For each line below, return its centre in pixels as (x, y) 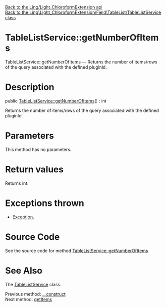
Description (30, 87)
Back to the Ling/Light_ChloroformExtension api (54, 7)
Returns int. (17, 183)
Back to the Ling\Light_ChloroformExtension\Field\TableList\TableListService (83, 12)
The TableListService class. (33, 284)
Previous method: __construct (35, 294)
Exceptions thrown (45, 203)
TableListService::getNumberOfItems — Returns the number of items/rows (81, 62)
